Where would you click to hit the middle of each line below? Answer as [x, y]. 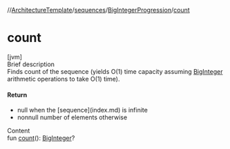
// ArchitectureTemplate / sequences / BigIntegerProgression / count [98, 10]
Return [17, 95]
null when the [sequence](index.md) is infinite [83, 110]
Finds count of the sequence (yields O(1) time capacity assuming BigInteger [115, 71]
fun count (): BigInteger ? [41, 138]
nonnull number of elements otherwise [72, 117]
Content [19, 131]
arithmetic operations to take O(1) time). [64, 79]
